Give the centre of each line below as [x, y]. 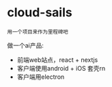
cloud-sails [40, 13]
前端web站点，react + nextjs [57, 60]
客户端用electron [41, 77]
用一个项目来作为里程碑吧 [38, 32]
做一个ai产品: [26, 45]
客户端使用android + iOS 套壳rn [61, 68]
